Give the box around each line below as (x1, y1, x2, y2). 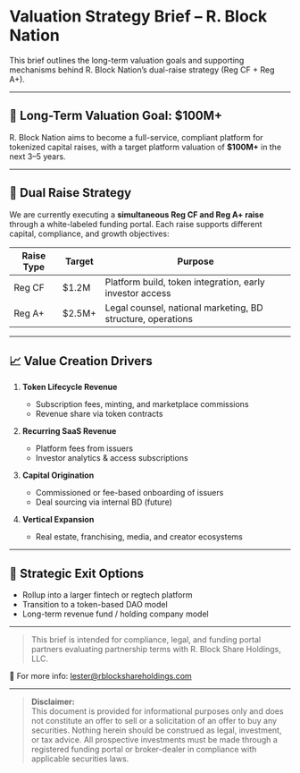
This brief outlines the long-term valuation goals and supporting (9, 55, 245, 65)
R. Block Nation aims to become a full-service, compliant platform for (9, 132, 263, 142)
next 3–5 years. (9, 150, 66, 162)
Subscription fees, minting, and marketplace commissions (35, 399, 249, 410)
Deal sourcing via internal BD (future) (35, 497, 172, 507)
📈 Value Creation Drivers (9, 353, 154, 369)
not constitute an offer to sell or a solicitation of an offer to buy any (30, 716, 278, 726)
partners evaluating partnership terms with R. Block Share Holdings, (30, 644, 281, 655)
